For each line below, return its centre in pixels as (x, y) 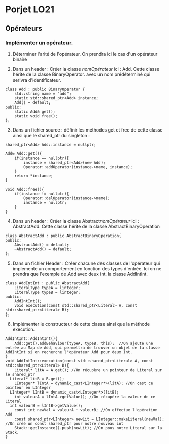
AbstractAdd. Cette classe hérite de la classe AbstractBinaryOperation (86, 226)
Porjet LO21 (30, 9)
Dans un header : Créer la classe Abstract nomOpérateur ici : (76, 221)
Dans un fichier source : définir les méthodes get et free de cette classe (88, 130)
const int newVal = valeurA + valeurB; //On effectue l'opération (86, 410)
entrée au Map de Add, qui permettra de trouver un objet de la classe (82, 348)
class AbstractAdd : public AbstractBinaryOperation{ (63, 236)
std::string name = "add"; (43, 94)
